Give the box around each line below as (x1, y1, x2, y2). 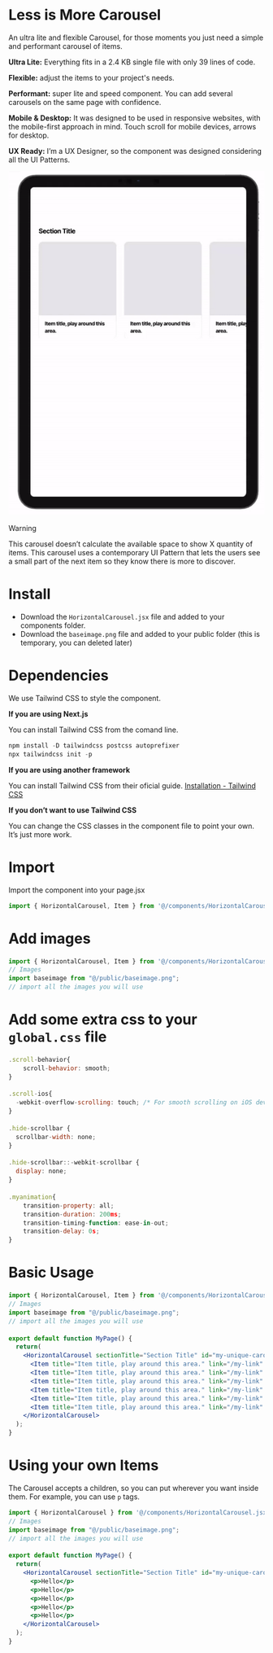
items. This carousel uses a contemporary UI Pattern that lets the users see (8, 548, 261, 558)
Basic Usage (8, 1264, 94, 1282)
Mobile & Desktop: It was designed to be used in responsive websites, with (8, 112, 262, 123)
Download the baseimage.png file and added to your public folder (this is (19, 629, 260, 639)
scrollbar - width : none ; (15, 1133, 96, 1141)
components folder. (19, 620, 86, 630)
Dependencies (8, 666, 109, 685)
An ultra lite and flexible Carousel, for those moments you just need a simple (8, 33, 264, 42)
